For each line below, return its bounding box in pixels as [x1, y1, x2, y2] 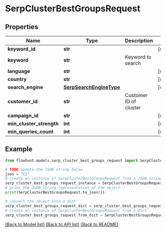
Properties [5, 23, 39, 31]
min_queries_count [7, 128, 54, 135]
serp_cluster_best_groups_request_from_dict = [5, 213, 103, 218]
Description [124, 38, 153, 44]
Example [5, 145, 33, 154]
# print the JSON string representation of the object [5, 186, 121, 191]
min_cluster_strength [7, 120, 59, 127]
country [7, 76, 27, 82]
